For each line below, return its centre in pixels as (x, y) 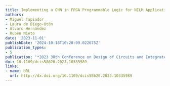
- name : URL (18, 71)
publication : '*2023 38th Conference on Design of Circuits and (74, 57)
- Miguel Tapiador (25, 19)
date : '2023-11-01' (26, 38)
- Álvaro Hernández (26, 29)
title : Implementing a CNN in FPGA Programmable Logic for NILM (74, 10)
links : (12, 66)
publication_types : (26, 48)
